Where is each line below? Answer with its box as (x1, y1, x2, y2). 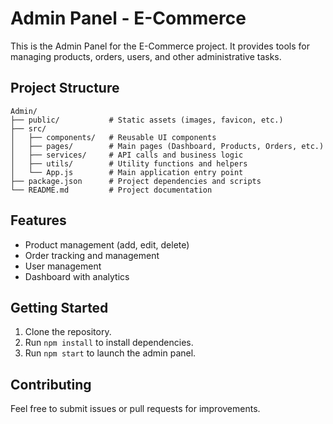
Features (10, 212, 67, 229)
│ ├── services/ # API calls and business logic (10, 150, 244, 160)
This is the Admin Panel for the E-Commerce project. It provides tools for (10, 40, 311, 52)
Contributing (10, 376, 92, 393)
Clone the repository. (24, 326, 112, 338)
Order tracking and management (24, 249, 160, 261)
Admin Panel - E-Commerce (10, 7, 247, 30)
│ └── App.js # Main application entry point (10, 167, 244, 177)
